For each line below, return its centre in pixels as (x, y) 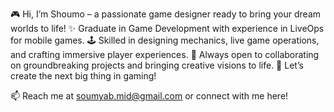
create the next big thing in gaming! (83, 76)
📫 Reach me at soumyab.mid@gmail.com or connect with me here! (149, 96)
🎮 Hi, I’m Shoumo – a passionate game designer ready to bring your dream (166, 14)
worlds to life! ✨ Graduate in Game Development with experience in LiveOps (167, 28)
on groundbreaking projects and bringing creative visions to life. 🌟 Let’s (157, 65)
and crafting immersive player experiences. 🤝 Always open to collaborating (165, 54)
